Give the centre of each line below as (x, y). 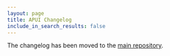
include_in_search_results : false (57, 26)
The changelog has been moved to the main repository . (85, 46)
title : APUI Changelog (39, 20)
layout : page (26, 13)
